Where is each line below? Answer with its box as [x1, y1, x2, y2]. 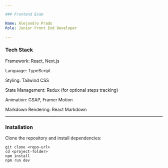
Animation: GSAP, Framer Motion [5, 96, 73, 103]
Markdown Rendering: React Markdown [5, 106, 87, 112]
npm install [5, 153, 30, 158]
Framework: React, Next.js [5, 58, 60, 64]
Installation [5, 123, 33, 130]
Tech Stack [5, 46, 33, 53]
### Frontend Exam [5, 12, 43, 17]
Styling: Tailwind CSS [5, 77, 49, 83]
